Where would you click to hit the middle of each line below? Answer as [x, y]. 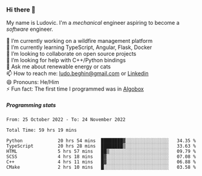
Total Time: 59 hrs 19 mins [42, 130]
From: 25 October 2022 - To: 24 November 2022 [66, 120]
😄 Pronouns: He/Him [33, 82]
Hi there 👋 [21, 10]
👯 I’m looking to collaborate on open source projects [71, 54]
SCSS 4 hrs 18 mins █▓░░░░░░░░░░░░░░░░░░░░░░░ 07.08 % [101, 157]
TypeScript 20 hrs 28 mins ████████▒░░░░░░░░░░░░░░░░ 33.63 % [101, 146]
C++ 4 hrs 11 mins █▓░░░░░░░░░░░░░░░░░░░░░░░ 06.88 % [101, 162]
